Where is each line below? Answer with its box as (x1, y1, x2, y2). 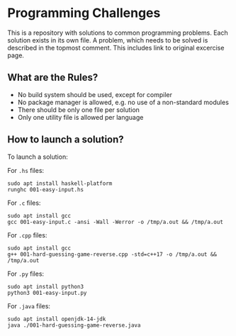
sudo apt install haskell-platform (7, 179, 113, 187)
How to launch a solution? (7, 133, 124, 146)
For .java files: (7, 301, 51, 310)
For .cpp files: (7, 230, 47, 239)
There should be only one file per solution (17, 105, 140, 114)
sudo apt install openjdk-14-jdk (7, 315, 106, 323)
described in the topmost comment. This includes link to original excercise (7, 43, 225, 52)
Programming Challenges (7, 5, 161, 21)
